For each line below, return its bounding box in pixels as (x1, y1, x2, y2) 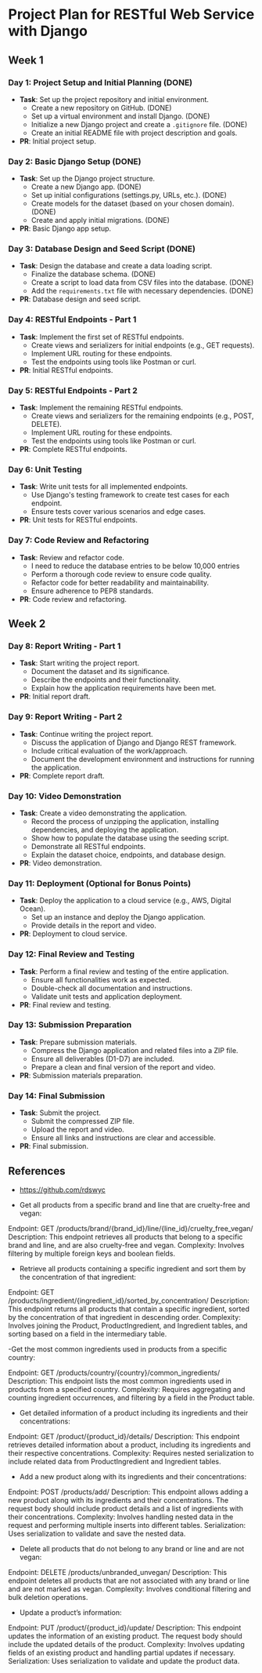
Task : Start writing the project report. (19, 658, 140, 668)
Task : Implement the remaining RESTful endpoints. (19, 403, 184, 413)
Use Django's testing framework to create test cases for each (31, 490, 230, 500)
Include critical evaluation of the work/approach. (31, 745, 188, 755)
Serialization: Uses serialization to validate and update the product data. (8, 1656, 240, 1665)
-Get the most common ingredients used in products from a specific (8, 1344, 228, 1354)
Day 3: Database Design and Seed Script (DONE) (8, 243, 196, 254)
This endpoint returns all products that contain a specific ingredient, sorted (8, 1304, 250, 1314)
